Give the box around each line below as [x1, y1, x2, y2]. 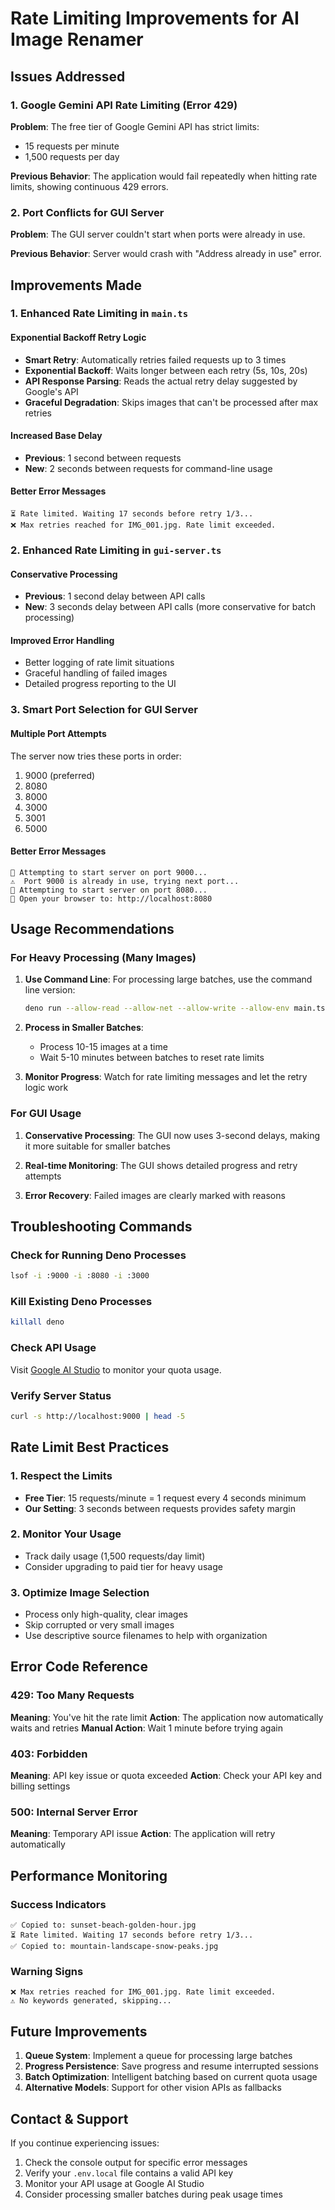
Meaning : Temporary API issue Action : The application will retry [10, 1828, 276, 1840]
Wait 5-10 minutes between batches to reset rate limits [39, 1052, 265, 1064]
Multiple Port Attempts [10, 727, 107, 739]
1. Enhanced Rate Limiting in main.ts [10, 307, 189, 321]
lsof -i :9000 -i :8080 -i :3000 [10, 1271, 150, 1281]
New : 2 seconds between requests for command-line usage [24, 462, 273, 474]
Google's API [24, 385, 79, 397]
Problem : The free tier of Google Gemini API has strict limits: [10, 120, 260, 132]
